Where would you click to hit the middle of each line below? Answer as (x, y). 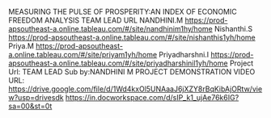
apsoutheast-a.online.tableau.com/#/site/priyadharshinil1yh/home (118, 63)
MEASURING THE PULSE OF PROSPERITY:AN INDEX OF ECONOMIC (123, 12)
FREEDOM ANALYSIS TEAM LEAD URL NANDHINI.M (96, 20)
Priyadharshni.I (184, 55)
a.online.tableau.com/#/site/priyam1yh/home (83, 55)
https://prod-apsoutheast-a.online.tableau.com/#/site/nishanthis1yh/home (132, 37)
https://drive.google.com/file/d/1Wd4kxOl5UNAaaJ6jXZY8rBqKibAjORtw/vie (135, 89)
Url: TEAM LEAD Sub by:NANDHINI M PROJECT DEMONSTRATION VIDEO (132, 72)
